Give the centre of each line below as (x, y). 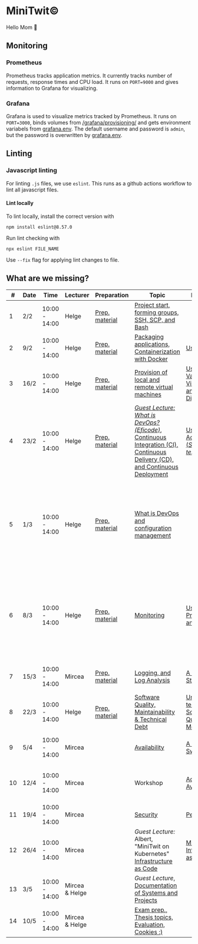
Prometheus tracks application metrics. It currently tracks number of (89, 76)
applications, (152, 344)
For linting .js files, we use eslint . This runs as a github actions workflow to (99, 183)
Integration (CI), (156, 444)
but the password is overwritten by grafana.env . (64, 135)
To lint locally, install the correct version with (60, 216)
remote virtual (154, 387)
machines (148, 394)
